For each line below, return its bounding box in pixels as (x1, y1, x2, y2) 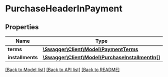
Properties (5, 23, 39, 31)
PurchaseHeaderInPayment (5, 3, 122, 14)
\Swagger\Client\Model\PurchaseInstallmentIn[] (42, 54, 160, 61)
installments (7, 54, 38, 61)
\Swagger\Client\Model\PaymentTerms (42, 46, 138, 53)
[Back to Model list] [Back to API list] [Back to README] (5, 67, 120, 73)
